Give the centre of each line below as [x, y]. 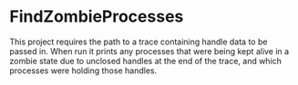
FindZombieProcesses [97, 17]
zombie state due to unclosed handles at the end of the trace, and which [146, 61]
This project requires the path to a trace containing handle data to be [139, 42]
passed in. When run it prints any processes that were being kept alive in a [149, 51]
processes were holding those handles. [83, 71]
